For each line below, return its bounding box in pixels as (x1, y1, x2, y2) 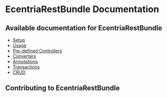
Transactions (12, 64, 40, 70)
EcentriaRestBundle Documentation (5, 4, 159, 15)
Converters (12, 53, 36, 59)
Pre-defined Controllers (12, 48, 62, 54)
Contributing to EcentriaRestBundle (5, 84, 120, 92)
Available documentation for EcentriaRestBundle (5, 24, 162, 32)
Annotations (12, 59, 38, 64)
